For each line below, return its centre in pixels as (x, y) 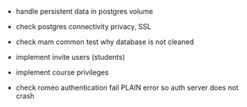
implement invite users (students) (70, 57)
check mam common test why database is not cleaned (105, 42)
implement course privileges (62, 72)
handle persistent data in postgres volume (84, 11)
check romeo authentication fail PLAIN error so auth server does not (127, 87)
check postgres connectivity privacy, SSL (84, 26)
